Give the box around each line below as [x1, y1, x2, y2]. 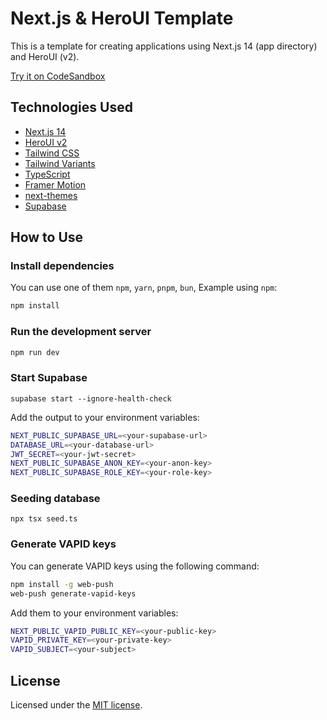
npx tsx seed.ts [10, 514, 78, 524]
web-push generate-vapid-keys [10, 588, 137, 599]
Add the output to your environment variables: [10, 411, 200, 423]
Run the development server [10, 325, 152, 339]
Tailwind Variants [24, 157, 96, 169]
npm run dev [10, 347, 60, 357]
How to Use [10, 229, 84, 246]
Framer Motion [24, 178, 87, 191]
